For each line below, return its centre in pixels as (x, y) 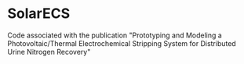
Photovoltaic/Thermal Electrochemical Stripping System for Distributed (122, 43)
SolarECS (39, 14)
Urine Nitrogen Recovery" (49, 52)
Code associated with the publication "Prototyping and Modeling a (115, 35)
